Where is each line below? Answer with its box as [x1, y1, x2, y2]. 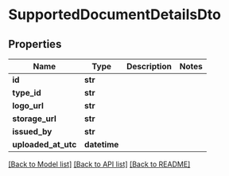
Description [126, 61, 173, 72]
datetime [84, 139, 119, 150]
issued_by [12, 126, 52, 137]
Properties [8, 37, 62, 51]
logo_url [12, 100, 44, 111]
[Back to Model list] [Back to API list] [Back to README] [8, 159, 191, 169]
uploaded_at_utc [12, 139, 77, 150]
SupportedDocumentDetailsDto [8, 6, 221, 24]
